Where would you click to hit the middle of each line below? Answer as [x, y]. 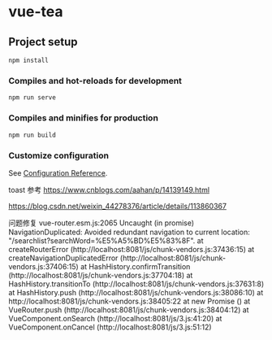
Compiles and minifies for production [83, 118]
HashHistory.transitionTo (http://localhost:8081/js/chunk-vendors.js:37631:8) [136, 284]
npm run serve [32, 98]
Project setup [43, 42]
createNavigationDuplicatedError [63, 258]
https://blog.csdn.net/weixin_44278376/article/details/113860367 [118, 206]
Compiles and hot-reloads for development [95, 81]
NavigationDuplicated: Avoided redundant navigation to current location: [129, 232]
